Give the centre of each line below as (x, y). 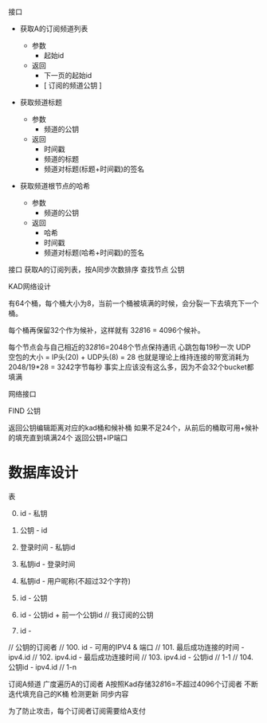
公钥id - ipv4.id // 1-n (43, 666)
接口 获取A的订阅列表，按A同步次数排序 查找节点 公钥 (96, 270)
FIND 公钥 (25, 411)
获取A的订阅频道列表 (54, 29)
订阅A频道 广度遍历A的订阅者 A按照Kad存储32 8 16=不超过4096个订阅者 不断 (133, 684)
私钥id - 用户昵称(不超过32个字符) (75, 580)
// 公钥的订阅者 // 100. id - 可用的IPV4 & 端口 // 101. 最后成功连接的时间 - (126, 647)
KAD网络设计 (30, 286)
